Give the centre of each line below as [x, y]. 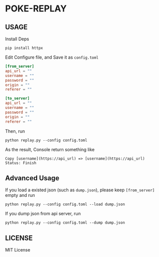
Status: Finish [21, 163]
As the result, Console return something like [50, 149]
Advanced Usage [32, 178]
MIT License [18, 250]
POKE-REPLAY [36, 9]
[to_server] [17, 98]
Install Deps [17, 39]
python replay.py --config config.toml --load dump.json [65, 204]
